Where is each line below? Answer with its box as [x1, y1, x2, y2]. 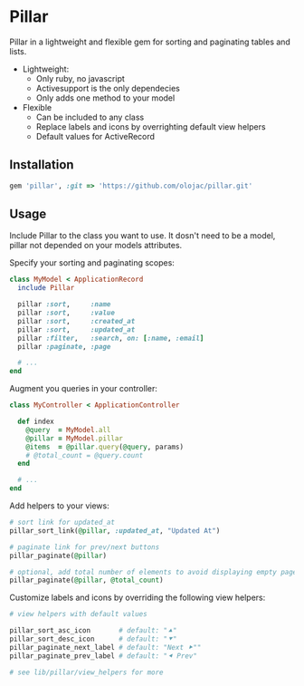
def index [17, 417, 54, 427]
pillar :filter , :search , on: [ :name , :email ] [17, 333, 204, 343]
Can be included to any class [35, 111, 145, 122]
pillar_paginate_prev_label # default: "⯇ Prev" [9, 651, 197, 661]
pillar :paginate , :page [17, 342, 111, 351]
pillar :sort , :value [17, 308, 116, 318]
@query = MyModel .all [25, 425, 111, 434]
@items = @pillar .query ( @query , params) [25, 442, 184, 451]
